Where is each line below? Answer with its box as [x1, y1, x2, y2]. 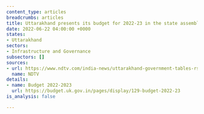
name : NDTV [12, 71, 39, 77]
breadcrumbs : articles [6, 15, 64, 21]
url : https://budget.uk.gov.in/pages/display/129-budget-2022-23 [12, 88, 181, 94]
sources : [6, 59, 29, 65]
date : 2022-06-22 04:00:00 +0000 [6, 25, 91, 32]
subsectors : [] [6, 54, 45, 60]
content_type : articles [6, 8, 67, 15]
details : [6, 76, 29, 82]
